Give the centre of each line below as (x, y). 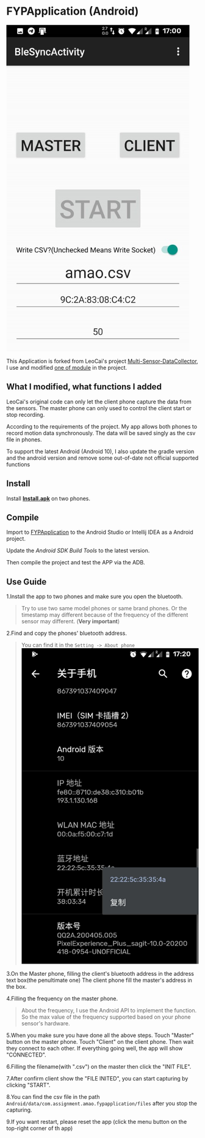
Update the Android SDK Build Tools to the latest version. (78, 551)
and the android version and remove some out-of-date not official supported (103, 458)
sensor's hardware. (45, 1024)
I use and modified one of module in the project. (67, 367)
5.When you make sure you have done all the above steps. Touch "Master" (100, 1035)
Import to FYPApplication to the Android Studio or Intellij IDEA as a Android (100, 532)
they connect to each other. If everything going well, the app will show (95, 1049)
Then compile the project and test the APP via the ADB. (76, 563)
